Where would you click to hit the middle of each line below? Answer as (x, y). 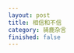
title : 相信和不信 (35, 23)
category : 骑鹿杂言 (37, 30)
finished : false (34, 37)
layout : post (29, 15)
